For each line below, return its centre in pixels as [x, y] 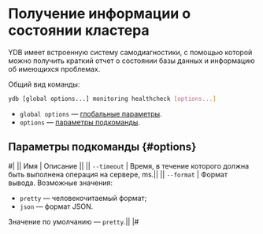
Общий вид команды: [44, 84]
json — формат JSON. [56, 206]
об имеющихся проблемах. [54, 69]
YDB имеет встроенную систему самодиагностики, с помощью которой [130, 52]
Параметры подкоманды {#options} [102, 147]
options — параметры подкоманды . [80, 122]
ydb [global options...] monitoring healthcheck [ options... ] [112, 98]
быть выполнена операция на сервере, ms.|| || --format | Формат [118, 174]
